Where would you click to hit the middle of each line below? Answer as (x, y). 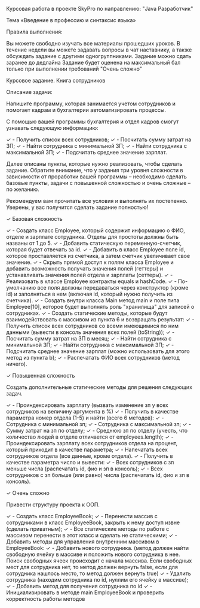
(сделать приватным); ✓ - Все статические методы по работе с (88, 529)
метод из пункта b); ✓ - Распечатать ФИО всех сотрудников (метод (93, 358)
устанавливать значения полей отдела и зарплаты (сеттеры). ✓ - (90, 275)
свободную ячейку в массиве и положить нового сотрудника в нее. (93, 554)
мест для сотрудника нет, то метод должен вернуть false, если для (92, 567)
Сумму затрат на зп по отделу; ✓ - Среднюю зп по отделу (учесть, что (97, 431)
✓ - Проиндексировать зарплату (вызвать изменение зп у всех (87, 405)
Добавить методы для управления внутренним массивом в (83, 542)
